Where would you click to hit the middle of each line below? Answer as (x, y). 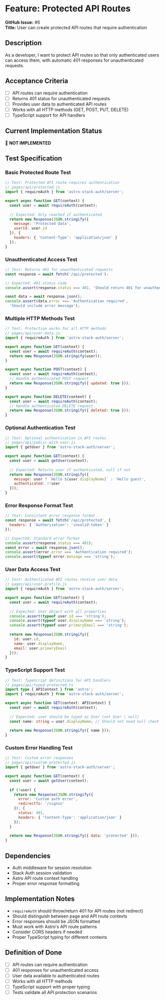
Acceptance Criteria (37, 81)
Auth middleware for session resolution (52, 868)
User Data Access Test (33, 569)
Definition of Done (34, 953)
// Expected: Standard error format (42, 538)
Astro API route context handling (45, 878)
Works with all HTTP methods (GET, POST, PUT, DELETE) (70, 110)
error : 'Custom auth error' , (48, 799)
